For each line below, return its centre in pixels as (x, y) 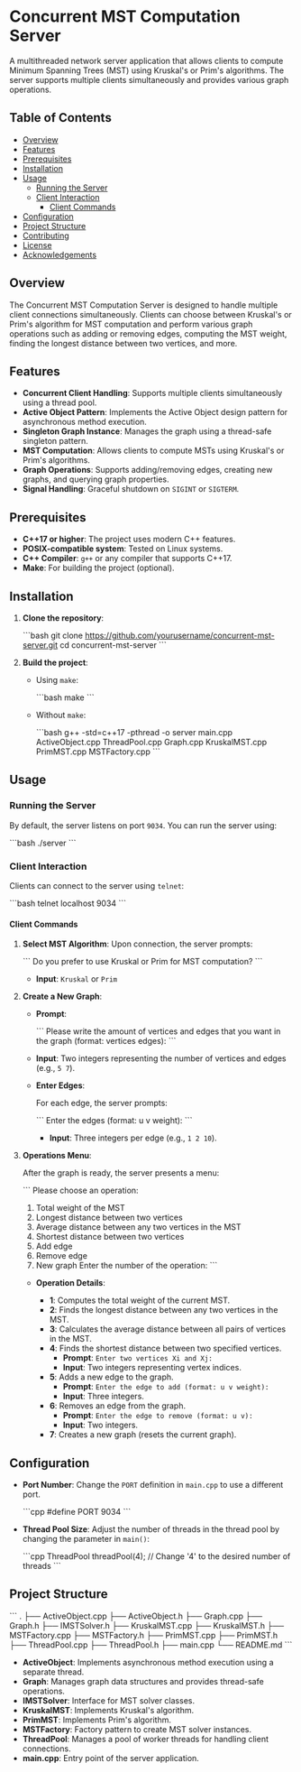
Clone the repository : (63, 618)
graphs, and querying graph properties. (96, 479)
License (37, 245)
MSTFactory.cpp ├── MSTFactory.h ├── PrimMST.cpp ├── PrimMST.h (144, 1635)
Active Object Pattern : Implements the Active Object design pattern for (155, 412)
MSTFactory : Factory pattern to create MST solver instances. (137, 1729)
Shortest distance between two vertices (110, 1237)
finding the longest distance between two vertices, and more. (123, 343)
